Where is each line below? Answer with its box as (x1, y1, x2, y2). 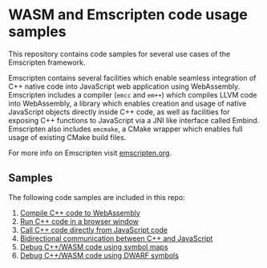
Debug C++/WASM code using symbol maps (19, 242, 168, 251)
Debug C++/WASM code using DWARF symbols (19, 250, 179, 260)
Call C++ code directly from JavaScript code (19, 225, 168, 234)
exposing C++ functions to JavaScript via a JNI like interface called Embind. (8, 115, 260, 125)
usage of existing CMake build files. (8, 132, 127, 142)
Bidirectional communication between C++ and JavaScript (19, 234, 213, 243)
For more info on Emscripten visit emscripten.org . (8, 148, 172, 158)
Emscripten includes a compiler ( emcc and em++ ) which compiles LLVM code (8, 90, 257, 99)
